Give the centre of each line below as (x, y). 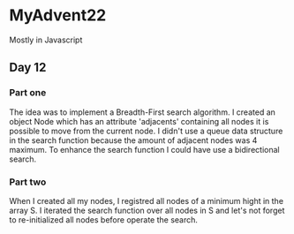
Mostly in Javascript (46, 40)
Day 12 (28, 68)
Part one (28, 93)
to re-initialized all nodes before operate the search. (104, 219)
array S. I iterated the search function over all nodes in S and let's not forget (147, 210)
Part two (28, 182)
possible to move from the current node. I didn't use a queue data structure (146, 131)
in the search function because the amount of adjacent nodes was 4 (133, 140)
